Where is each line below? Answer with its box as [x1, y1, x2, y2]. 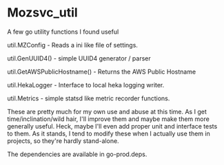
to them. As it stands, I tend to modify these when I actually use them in [7, 129, 210, 137]
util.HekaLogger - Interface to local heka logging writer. [7, 80, 165, 89]
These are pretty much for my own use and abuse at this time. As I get [7, 107, 207, 115]
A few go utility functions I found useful [7, 27, 119, 36]
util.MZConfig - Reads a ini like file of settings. [7, 41, 138, 49]
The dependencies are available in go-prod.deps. [7, 150, 147, 158]
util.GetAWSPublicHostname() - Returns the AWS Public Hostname [7, 67, 196, 76]
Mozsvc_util [7, 5, 78, 21]
